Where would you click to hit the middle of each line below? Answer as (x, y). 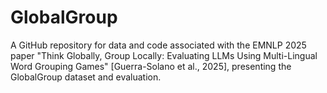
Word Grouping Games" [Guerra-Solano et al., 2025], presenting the (151, 66)
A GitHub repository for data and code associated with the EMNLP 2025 (158, 45)
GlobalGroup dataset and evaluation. (86, 77)
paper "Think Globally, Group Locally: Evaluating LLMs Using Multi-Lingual (164, 55)
